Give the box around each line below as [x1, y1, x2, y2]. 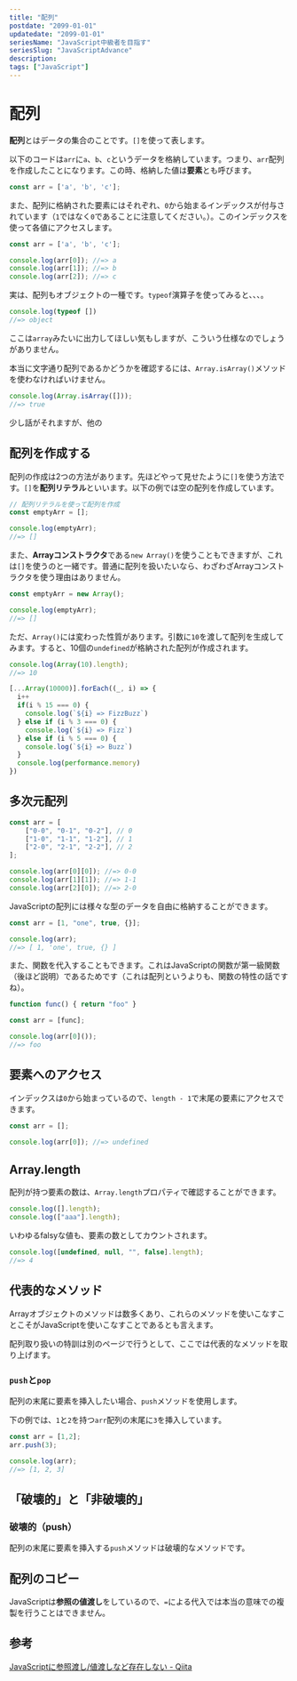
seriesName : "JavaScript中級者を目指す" [9, 37, 152, 47]
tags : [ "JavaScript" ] [9, 63, 90, 72]
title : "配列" [9, 12, 59, 22]
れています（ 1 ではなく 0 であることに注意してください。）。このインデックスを [9, 211, 288, 221]
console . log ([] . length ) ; [9, 1204, 101, 1214]
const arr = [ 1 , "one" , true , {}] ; [9, 918, 141, 928]
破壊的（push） [9, 1520, 77, 1532]
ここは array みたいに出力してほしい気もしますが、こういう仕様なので [9, 333, 262, 343]
